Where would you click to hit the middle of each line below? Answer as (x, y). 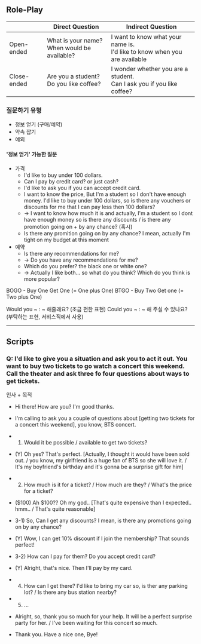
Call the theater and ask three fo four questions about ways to (98, 373)
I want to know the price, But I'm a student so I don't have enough (105, 194)
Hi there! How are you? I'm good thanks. (65, 407)
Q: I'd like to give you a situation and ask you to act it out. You (97, 358)
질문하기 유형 (24, 110)
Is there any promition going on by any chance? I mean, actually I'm (107, 234)
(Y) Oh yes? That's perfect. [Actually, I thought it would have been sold (102, 454)
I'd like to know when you (147, 51)
